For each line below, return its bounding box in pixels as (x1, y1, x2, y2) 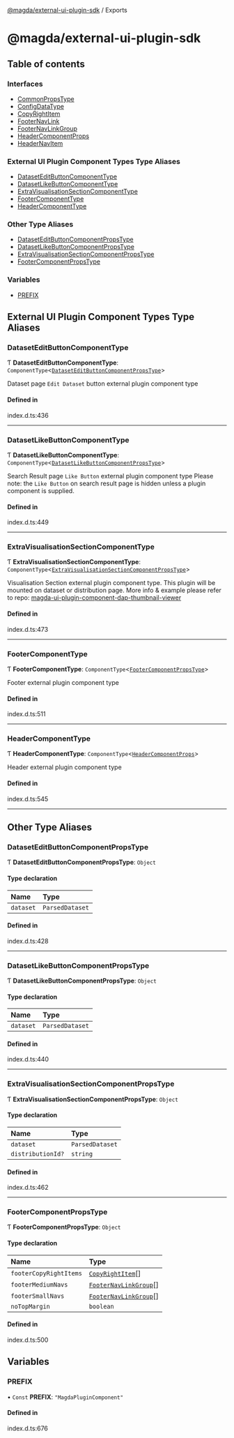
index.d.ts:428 (7, 937, 49, 945)
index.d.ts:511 (7, 710, 46, 718)
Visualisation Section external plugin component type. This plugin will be (7, 579, 216, 587)
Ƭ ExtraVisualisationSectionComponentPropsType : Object (7, 1095, 179, 1103)
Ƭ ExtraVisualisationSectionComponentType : (7, 558, 141, 566)
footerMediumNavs (10, 1280, 68, 1289)
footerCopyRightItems (10, 1269, 82, 1277)
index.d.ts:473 (7, 625, 49, 633)
